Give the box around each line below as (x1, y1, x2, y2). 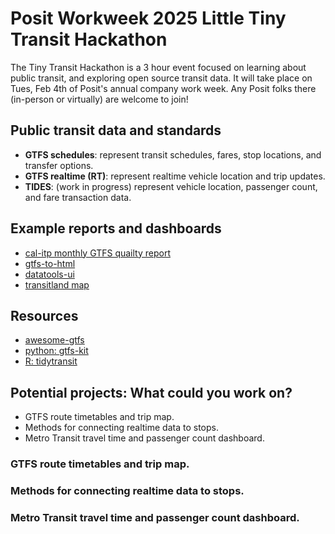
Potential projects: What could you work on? (10, 384, 293, 401)
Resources (10, 307, 79, 324)
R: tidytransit (24, 355, 78, 367)
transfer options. (24, 159, 94, 171)
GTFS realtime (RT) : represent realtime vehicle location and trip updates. (24, 170, 326, 182)
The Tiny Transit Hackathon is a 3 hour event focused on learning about (10, 61, 307, 73)
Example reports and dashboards (10, 220, 222, 237)
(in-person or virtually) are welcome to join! (10, 93, 189, 105)
